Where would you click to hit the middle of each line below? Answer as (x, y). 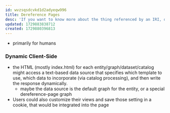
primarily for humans (34, 43)
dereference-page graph (46, 94)
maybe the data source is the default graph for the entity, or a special (92, 89)
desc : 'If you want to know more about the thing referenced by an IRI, (83, 19)
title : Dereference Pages (32, 15)
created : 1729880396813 (30, 29)
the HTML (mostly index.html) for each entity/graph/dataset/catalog (83, 67)
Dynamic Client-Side (31, 56)
